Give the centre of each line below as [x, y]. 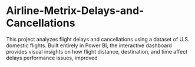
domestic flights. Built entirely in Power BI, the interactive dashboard [89, 45]
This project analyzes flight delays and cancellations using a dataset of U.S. [98, 39]
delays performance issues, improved [52, 58]
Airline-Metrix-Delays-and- [75, 11]
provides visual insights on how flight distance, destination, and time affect [97, 51]
